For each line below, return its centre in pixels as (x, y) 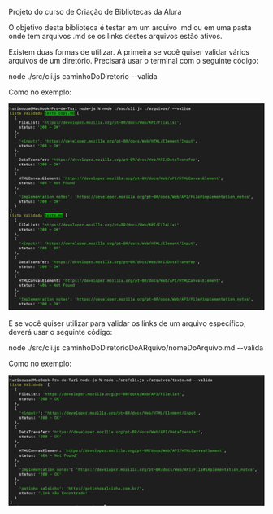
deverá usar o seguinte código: (61, 332)
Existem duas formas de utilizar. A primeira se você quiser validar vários (129, 52)
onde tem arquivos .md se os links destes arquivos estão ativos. (115, 36)
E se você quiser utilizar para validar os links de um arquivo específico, (127, 323)
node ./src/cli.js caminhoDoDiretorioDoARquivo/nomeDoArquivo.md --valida (136, 348)
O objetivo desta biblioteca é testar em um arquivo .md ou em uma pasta (130, 27)
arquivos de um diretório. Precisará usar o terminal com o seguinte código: (133, 61)
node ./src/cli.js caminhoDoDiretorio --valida (83, 76)
